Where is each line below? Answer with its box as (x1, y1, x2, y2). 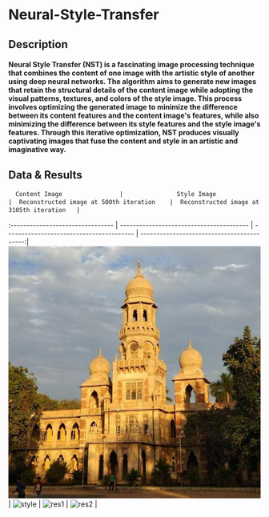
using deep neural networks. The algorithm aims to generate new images (8, 77, 257, 86)
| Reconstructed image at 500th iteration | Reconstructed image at (8, 198, 260, 206)
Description (8, 38, 68, 51)
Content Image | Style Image (15, 190, 217, 198)
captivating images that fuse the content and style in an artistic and (8, 136, 239, 146)
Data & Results (8, 168, 82, 182)
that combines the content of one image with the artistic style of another (8, 68, 255, 78)
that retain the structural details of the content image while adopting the (8, 86, 254, 95)
